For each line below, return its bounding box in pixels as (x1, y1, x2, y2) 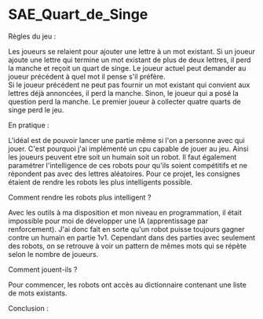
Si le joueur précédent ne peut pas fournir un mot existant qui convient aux (8, 80, 250, 90)
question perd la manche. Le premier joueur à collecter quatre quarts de (8, 97, 241, 106)
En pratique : (8, 120, 49, 130)
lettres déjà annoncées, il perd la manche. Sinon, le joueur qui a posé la (8, 88, 239, 97)
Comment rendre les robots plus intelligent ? (8, 192, 152, 202)
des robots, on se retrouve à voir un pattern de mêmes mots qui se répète (8, 241, 247, 251)
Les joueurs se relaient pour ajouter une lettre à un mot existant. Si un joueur (8, 46, 256, 56)
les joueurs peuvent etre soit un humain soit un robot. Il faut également (8, 152, 237, 162)
